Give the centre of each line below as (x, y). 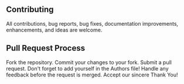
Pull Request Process (46, 48)
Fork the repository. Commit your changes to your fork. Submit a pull (89, 62)
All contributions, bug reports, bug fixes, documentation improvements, (92, 23)
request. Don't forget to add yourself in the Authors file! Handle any (87, 68)
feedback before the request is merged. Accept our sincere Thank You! (92, 75)
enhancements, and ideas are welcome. (54, 30)
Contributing (30, 10)
